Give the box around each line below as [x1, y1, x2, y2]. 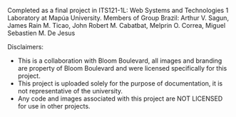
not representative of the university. [17, 87, 123, 95]
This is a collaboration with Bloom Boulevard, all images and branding [17, 56, 222, 65]
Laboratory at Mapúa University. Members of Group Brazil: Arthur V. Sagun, [7, 14, 230, 22]
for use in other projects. [17, 102, 91, 110]
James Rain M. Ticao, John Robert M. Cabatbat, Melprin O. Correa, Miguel [7, 21, 226, 29]
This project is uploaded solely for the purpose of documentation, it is [17, 79, 223, 88]
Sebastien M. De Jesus [7, 29, 76, 37]
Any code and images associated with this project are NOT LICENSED [17, 94, 223, 103]
